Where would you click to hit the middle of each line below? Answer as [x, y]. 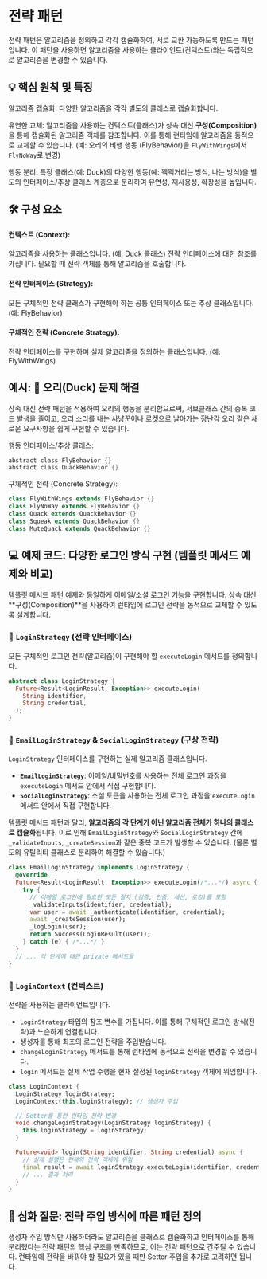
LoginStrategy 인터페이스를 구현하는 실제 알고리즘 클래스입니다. [108, 759]
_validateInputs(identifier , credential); [101, 904]
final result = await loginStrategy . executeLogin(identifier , [128, 1167]
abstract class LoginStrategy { [62, 681]
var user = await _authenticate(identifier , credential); [127, 912]
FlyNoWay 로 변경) [35, 155]
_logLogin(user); [58, 927]
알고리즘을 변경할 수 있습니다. [62, 60]
